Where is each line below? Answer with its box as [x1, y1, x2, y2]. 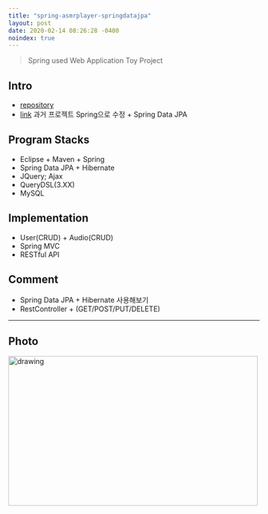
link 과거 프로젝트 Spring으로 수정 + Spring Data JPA [19, 109, 187, 120]
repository [19, 101, 54, 110]
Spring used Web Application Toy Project [27, 56, 164, 65]
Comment [8, 273, 59, 287]
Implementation [8, 212, 89, 225]
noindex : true [8, 34, 56, 42]
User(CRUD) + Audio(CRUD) [19, 232, 114, 242]
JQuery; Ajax [19, 171, 64, 180]
